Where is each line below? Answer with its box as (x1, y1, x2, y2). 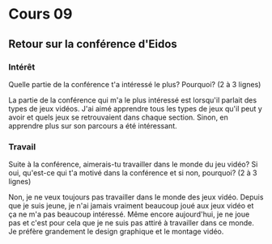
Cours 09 (8, 5, 73, 23)
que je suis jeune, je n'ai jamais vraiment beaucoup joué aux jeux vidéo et (8, 201, 254, 211)
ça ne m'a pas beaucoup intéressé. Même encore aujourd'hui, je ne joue (8, 209, 250, 219)
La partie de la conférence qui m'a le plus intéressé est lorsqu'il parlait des (8, 95, 257, 105)
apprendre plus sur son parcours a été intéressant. (8, 120, 177, 130)
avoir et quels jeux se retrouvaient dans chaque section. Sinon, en (8, 112, 229, 122)
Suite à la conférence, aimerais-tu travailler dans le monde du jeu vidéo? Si (8, 159, 258, 170)
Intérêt (8, 61, 36, 73)
